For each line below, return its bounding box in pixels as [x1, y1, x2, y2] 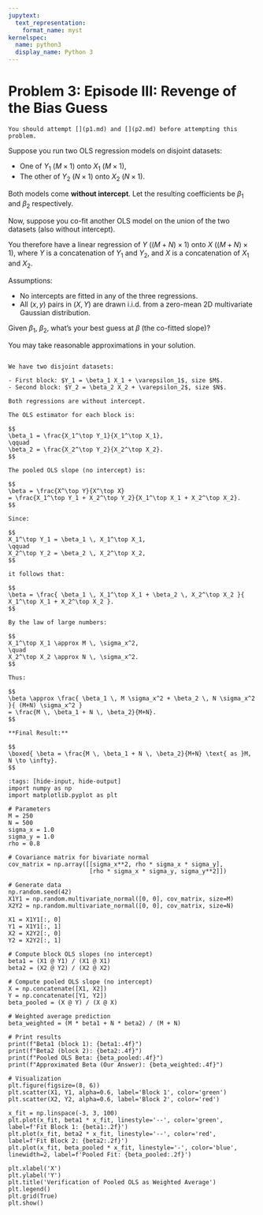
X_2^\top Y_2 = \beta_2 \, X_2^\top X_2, [8, 549, 146, 557]
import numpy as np [8, 784, 72, 792]
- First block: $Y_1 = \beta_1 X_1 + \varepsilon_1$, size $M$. [8, 376, 224, 384]
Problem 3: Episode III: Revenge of [8, 82, 237, 100]
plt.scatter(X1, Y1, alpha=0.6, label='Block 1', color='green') [8, 1088, 227, 1097]
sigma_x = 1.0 [8, 826, 55, 833]
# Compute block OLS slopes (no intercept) [8, 950, 154, 958]
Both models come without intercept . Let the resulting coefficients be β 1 [8, 189, 244, 200]
